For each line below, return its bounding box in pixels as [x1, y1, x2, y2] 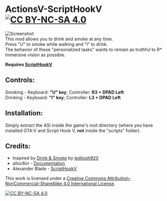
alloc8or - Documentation [12, 161, 66, 167]
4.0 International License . [63, 181, 116, 187]
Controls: [5, 76, 35, 84]
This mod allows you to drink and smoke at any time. [5, 36, 113, 42]
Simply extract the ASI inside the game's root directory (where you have [5, 122, 153, 128]
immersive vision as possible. [5, 51, 66, 58]
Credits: [5, 142, 31, 150]
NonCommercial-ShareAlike [5, 181, 62, 187]
